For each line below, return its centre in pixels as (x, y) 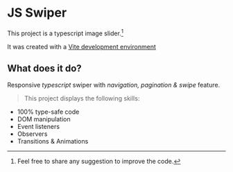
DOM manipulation (44, 119)
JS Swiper (37, 13)
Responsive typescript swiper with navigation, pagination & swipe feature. (114, 85)
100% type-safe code (48, 112)
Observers (32, 134)
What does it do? (44, 68)
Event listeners (38, 127)
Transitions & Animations (53, 141)
